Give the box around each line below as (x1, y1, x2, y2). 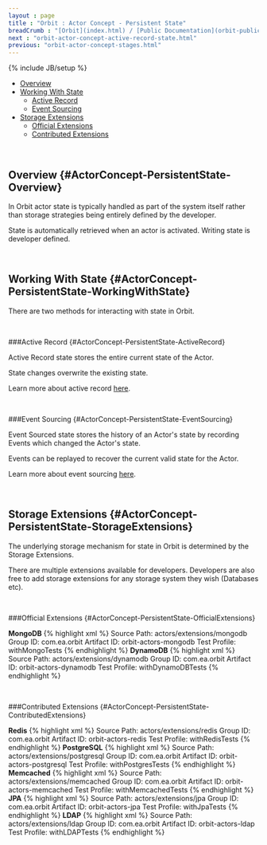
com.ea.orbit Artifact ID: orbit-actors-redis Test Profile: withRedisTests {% (8, 734, 250, 744)
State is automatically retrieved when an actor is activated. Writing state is (8, 225, 250, 235)
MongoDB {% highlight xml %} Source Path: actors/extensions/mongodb (8, 628, 248, 638)
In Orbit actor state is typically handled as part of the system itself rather (8, 201, 246, 211)
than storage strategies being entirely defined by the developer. (8, 210, 217, 219)
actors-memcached (8, 784, 73, 794)
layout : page (8, 11, 56, 20)
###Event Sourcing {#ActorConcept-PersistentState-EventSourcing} (8, 414, 233, 423)
